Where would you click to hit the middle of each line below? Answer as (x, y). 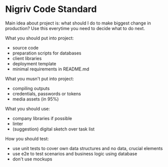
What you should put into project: (39, 38)
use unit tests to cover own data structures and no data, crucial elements (87, 148)
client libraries (27, 58)
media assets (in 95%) (35, 99)
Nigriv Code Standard (51, 9)
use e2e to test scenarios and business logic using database (75, 153)
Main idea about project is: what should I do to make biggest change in (78, 23)
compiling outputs (31, 88)
